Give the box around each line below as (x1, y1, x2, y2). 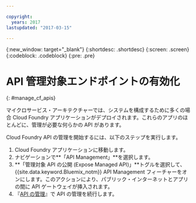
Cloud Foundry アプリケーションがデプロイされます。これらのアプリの (12, 114, 183, 121)
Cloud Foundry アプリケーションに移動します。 (14, 147, 129, 154)
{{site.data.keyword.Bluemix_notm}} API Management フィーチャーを (14, 168, 183, 175)
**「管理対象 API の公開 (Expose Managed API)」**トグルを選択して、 (14, 161, 185, 168)
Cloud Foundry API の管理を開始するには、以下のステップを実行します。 (6, 134, 181, 141)
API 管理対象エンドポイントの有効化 (6, 75, 180, 88)
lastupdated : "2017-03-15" (6, 25, 72, 31)
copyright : (6, 14, 33, 19)
